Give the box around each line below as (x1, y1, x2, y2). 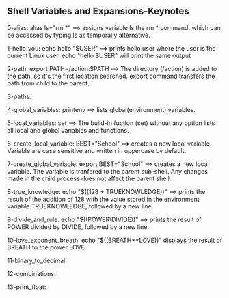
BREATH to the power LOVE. (7, 243, 87, 252)
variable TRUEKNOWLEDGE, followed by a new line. (7, 202, 154, 211)
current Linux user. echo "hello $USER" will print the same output (7, 51, 191, 59)
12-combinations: (7, 269, 56, 277)
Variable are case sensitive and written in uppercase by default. (7, 146, 187, 154)
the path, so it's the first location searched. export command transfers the (7, 72, 215, 80)
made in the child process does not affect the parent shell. (7, 174, 172, 182)
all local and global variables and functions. (7, 126, 129, 134)
